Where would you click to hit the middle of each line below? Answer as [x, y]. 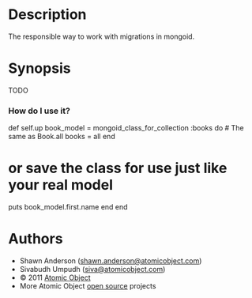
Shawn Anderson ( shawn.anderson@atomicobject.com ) [111, 261]
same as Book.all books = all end [62, 137]
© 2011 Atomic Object [55, 277]
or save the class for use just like [118, 168]
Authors [36, 239]
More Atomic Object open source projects [88, 286]
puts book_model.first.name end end [68, 207]
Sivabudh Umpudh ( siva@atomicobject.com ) [92, 270]
